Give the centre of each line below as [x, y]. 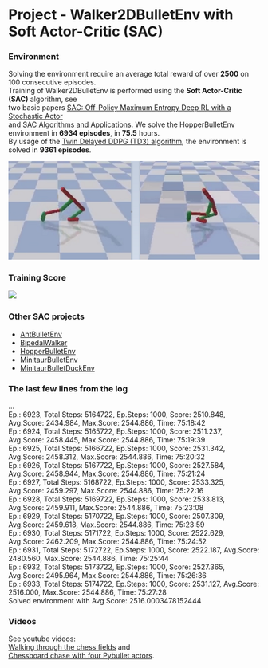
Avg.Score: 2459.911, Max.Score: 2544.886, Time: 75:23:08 [106, 507]
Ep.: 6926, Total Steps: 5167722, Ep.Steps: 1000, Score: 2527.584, [117, 465]
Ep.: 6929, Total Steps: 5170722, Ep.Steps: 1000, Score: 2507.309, [117, 516]
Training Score [37, 277]
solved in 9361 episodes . [50, 150]
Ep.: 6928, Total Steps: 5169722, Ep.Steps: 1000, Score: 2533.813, [117, 499]
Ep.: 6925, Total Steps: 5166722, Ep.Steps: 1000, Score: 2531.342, [117, 448]
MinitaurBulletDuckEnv [57, 367]
